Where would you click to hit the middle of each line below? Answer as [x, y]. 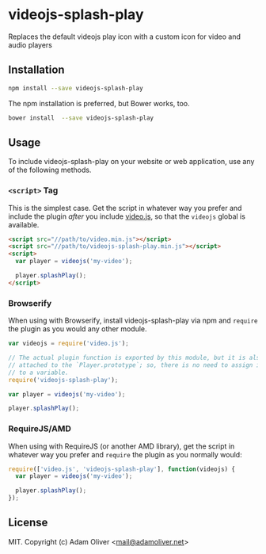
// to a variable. [38, 373]
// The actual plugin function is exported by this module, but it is [127, 358]
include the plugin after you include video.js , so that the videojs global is [127, 216]
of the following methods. [50, 170]
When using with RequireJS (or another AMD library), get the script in [122, 446]
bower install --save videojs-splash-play [81, 118]
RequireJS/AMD [40, 429]
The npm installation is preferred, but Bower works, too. [99, 103]
